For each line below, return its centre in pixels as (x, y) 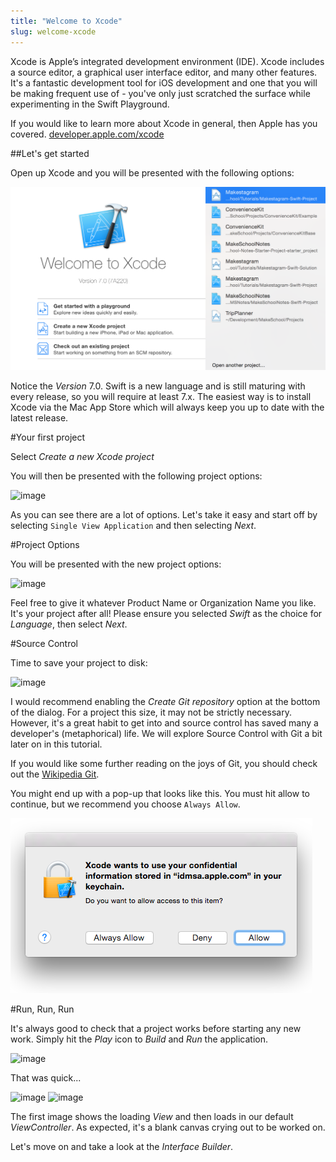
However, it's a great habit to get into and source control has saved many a (164, 723)
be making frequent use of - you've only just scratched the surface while (160, 93)
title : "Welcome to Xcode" (66, 21)
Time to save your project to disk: (79, 663)
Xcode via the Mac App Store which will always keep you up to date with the (167, 407)
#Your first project (48, 437)
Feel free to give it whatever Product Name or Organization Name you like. (163, 603)
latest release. (39, 418)
